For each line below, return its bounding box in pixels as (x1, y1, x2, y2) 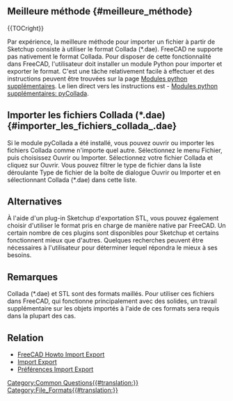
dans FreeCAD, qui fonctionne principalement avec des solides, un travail (7, 297, 217, 305)
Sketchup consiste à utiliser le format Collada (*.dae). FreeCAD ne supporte (7, 44, 223, 53)
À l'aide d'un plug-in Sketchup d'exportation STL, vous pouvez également (7, 214, 219, 222)
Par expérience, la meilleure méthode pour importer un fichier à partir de (7, 38, 216, 46)
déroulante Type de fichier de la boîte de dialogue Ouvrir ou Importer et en (7, 168, 221, 177)
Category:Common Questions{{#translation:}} (7, 379, 139, 387)
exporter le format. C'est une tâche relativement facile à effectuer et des (7, 67, 215, 75)
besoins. (7, 251, 32, 259)
